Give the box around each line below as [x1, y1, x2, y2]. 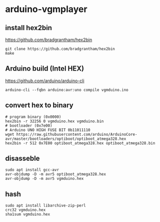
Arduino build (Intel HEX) [5, 64, 84, 73]
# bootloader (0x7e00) [5, 123, 52, 128]
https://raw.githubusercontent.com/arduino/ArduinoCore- [16, 132, 137, 137]
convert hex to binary [5, 101, 73, 110]
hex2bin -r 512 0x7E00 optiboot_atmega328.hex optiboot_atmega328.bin [5, 140, 155, 146]
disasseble [5, 154, 40, 163]
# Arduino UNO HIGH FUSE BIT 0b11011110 [5, 127, 91, 132]
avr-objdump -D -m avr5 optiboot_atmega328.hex [5, 172, 106, 177]
